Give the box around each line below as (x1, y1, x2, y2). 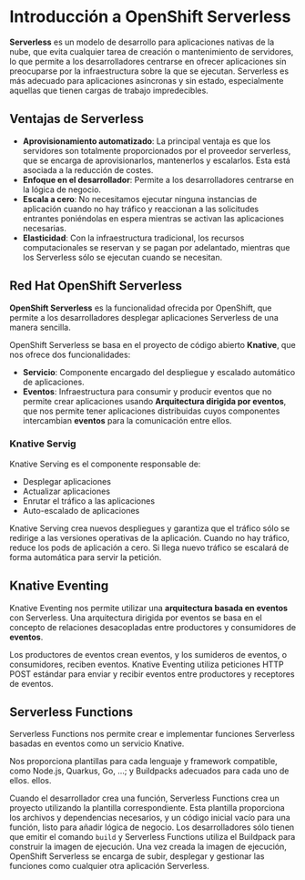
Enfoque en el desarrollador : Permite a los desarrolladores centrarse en (22, 174, 294, 185)
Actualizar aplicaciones (22, 486, 111, 496)
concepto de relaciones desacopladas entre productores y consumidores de (9, 621, 297, 632)
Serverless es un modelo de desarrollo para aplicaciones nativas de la (9, 36, 275, 47)
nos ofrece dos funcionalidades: (9, 349, 131, 360)
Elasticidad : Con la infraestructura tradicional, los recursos (22, 232, 245, 243)
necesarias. (22, 222, 66, 233)
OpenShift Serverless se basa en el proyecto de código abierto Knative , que (9, 339, 296, 350)
